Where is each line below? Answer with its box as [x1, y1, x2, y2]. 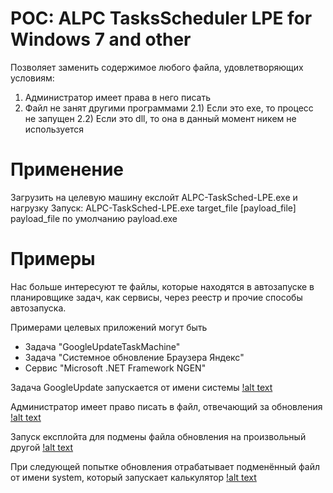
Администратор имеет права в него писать [24, 91, 211, 103]
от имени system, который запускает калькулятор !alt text [10, 471, 257, 483]
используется [24, 123, 85, 135]
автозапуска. [10, 302, 67, 314]
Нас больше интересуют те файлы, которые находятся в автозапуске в [10, 280, 315, 292]
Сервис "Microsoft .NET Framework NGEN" [24, 362, 207, 374]
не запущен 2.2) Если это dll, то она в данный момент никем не [24, 112, 297, 124]
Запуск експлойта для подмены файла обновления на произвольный [10, 430, 307, 442]
